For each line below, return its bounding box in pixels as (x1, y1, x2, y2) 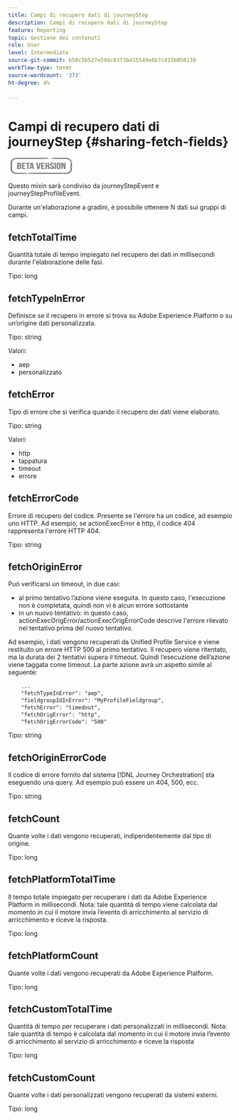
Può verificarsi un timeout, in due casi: (8, 580, 121, 589)
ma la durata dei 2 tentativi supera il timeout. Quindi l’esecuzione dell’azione (8, 653, 230, 661)
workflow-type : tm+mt (8, 64, 73, 71)
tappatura (18, 457, 48, 465)
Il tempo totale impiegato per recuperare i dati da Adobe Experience (8, 892, 207, 901)
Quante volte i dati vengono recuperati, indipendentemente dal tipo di (8, 832, 212, 840)
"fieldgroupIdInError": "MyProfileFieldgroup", (21, 697, 164, 704)
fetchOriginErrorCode (8, 751, 107, 763)
